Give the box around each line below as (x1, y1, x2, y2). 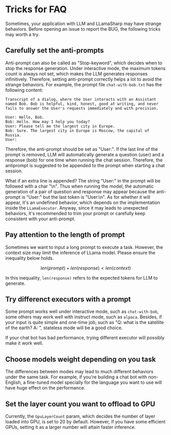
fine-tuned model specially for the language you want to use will (27, 379, 162, 385)
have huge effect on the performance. (5, 385, 86, 391)
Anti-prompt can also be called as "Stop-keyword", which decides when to (5, 60, 162, 66)
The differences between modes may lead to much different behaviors (5, 369, 154, 375)
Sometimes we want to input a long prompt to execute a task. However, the (5, 244, 163, 250)
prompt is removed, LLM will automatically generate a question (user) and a (5, 151, 164, 157)
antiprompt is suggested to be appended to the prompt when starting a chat (5, 162, 165, 168)
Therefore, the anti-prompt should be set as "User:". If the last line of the (5, 146, 158, 152)
